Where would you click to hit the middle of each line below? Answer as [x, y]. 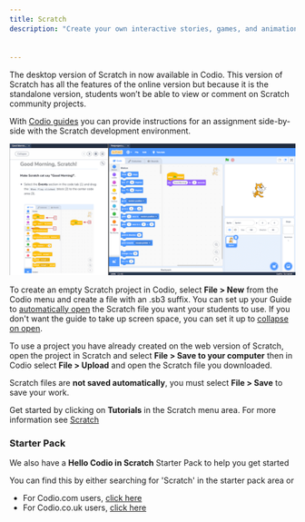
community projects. [48, 103]
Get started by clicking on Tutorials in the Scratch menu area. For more [143, 409]
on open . [26, 328]
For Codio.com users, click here [82, 497]
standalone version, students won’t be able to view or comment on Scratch [150, 94]
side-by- [274, 122]
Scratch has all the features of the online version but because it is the [139, 84]
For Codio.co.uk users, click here [84, 507]
